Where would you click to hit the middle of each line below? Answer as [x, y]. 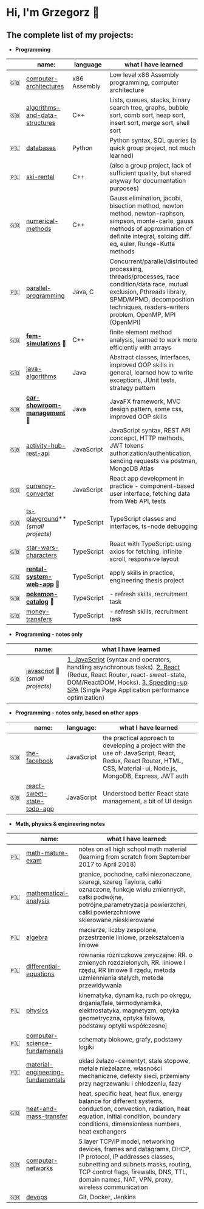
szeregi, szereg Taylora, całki [120, 882]
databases [41, 148]
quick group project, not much [152, 148]
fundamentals [46, 1080]
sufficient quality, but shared [150, 173]
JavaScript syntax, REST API [150, 430]
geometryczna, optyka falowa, [122, 1018]
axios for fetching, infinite [145, 552]
